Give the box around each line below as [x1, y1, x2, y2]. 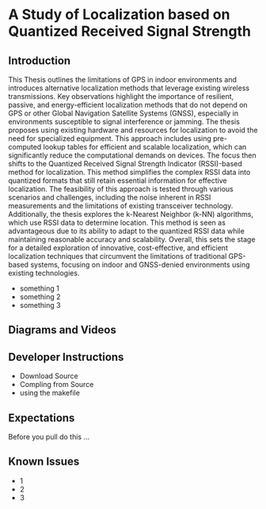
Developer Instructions [8, 350, 124, 363]
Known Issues [8, 455, 80, 469]
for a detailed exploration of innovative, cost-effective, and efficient [8, 243, 228, 253]
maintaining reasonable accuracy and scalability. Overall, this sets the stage [8, 235, 256, 244]
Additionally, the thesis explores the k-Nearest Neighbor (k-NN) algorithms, [8, 210, 253, 218]
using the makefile [19, 388, 81, 397]
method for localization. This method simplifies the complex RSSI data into [8, 168, 251, 177]
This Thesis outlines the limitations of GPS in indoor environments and [8, 75, 237, 84]
